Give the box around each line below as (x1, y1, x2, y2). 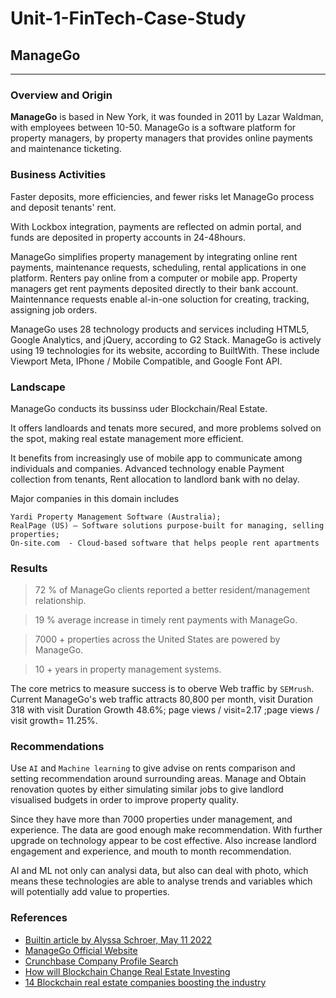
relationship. (34, 595, 87, 607)
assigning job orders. (10, 303, 98, 316)
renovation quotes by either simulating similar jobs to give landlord (10, 783, 284, 796)
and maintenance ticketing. (10, 143, 122, 155)
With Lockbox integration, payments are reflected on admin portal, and (10, 220, 302, 232)
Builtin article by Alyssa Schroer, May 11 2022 (24, 933, 212, 946)
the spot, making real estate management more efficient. (10, 432, 244, 444)
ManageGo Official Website (24, 944, 138, 956)
